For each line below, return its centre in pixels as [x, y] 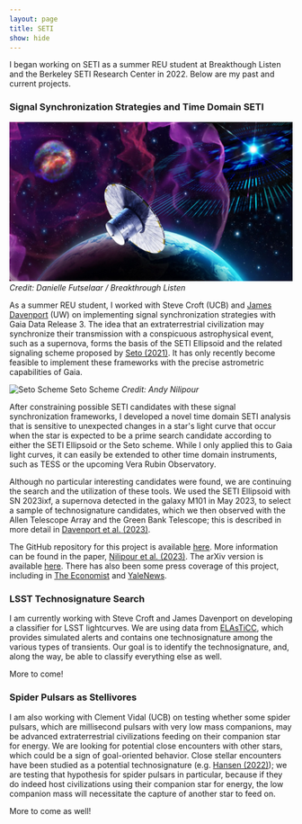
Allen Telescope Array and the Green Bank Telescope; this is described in [145, 520]
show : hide [30, 38]
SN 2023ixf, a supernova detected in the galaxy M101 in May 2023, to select [150, 501]
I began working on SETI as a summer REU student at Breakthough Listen [145, 65]
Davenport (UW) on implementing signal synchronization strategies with [142, 315]
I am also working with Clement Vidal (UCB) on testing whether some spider [150, 717]
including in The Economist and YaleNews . [89, 576]
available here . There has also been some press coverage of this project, [144, 566]
